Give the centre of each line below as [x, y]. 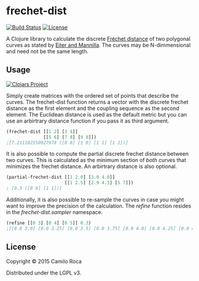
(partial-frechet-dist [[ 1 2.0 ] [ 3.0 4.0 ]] [61, 177]
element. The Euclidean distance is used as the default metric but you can [97, 114]
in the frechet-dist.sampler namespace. [54, 212]
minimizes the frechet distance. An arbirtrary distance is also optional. [92, 166]
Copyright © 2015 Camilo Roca [44, 261]
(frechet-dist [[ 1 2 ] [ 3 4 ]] [42, 131]
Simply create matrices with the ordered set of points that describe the [92, 95]
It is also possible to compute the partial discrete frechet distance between [97, 154]
